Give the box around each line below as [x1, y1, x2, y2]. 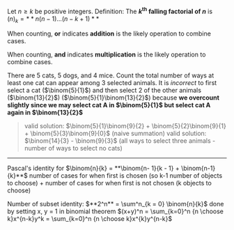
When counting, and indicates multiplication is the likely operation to [7, 50, 206, 59]
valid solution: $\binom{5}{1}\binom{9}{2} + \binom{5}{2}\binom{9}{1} [24, 122, 226, 130]
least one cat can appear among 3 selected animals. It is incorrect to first [7, 79, 217, 87]
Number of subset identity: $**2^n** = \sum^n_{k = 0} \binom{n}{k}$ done [7, 200, 224, 208]
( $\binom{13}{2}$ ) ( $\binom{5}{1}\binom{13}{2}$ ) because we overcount [7, 93, 219, 102]
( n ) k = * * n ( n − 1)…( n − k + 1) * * [7, 14, 100, 24]
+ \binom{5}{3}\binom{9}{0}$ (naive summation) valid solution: [24, 129, 207, 138]
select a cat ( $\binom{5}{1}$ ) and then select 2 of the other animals [7, 86, 202, 95]
